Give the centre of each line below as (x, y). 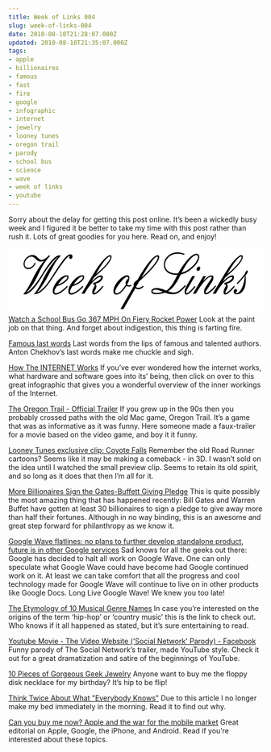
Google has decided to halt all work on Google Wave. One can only (120, 559)
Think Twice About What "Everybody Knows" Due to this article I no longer (133, 698)
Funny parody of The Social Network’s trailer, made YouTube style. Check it (134, 650)
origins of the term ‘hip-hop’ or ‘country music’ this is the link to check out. (132, 617)
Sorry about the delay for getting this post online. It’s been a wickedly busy (133, 219)
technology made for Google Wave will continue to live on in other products (134, 584)
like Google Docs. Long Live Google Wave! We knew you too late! (117, 593)
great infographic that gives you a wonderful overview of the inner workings (135, 384)
